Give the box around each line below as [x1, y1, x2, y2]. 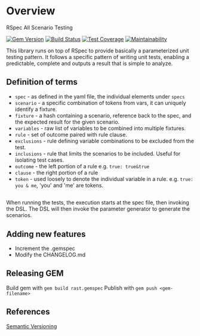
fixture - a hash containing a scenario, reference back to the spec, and [14, 112, 192, 119]
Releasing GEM [6, 269, 64, 279]
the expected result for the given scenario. [14, 118, 120, 125]
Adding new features [6, 229, 86, 239]
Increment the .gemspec [14, 245, 76, 252]
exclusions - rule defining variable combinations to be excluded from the [14, 137, 194, 144]
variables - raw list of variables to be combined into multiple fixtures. [14, 124, 186, 132]
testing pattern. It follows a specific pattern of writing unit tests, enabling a [6, 53, 189, 60]
